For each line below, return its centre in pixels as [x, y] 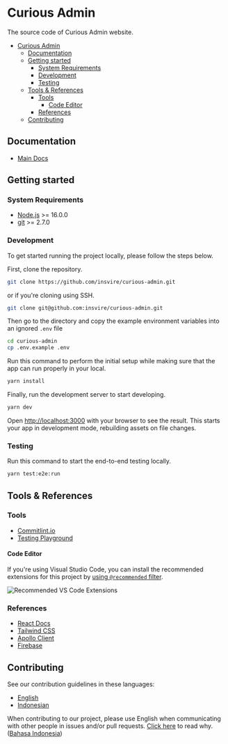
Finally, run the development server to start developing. [86, 395]
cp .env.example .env [39, 348]
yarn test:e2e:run [34, 474]
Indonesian [33, 705]
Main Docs [33, 158]
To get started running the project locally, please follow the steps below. [110, 255]
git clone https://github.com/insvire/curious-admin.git [91, 282]
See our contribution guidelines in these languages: [81, 684]
